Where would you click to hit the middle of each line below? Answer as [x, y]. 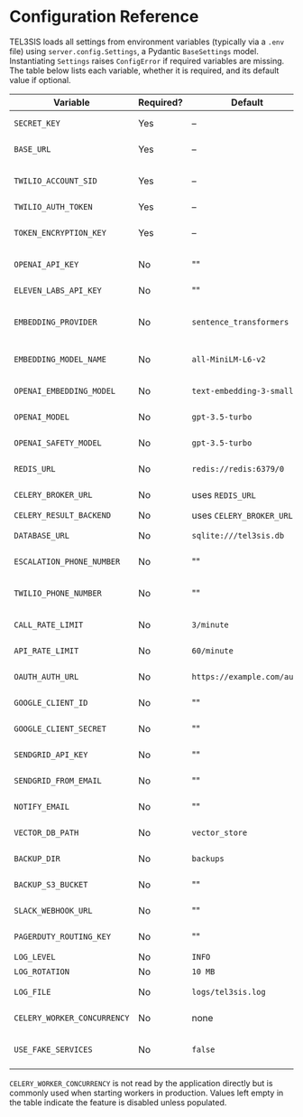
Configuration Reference [104, 17]
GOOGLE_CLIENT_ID [51, 703]
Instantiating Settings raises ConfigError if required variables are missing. [147, 61]
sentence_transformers [240, 322]
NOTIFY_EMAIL [42, 807]
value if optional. [40, 80]
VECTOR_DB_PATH [46, 832]
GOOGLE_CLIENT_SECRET [60, 728]
